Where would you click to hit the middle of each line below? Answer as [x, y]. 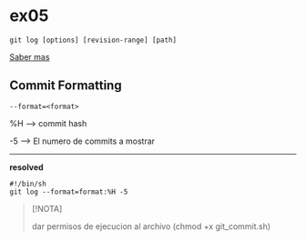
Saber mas [30, 56]
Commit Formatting [66, 86]
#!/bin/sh [28, 184]
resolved [26, 167]
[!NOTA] [47, 208]
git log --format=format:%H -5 [69, 192]
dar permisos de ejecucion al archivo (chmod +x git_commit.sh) [151, 226]
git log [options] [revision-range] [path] [93, 40]
